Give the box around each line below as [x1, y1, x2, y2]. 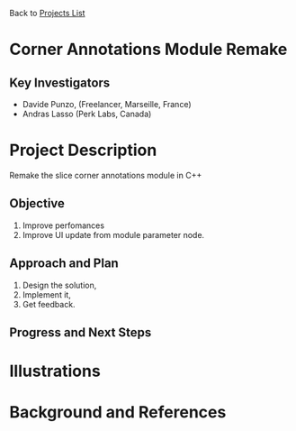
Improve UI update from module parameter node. [22, 229, 205, 240]
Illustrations [9, 361, 101, 381]
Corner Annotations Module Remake [9, 40, 288, 60]
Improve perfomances [22, 220, 105, 231]
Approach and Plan [9, 256, 119, 271]
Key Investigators [9, 75, 111, 90]
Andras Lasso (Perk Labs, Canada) [22, 108, 152, 119]
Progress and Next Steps [9, 325, 152, 340]
